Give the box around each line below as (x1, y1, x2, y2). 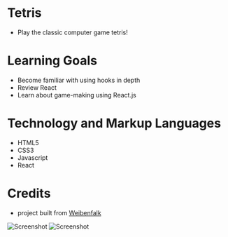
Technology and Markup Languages (7, 116, 222, 131)
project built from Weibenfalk (17, 208, 101, 217)
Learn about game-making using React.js (17, 90, 136, 99)
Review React (17, 83, 57, 92)
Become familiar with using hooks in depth (17, 76, 141, 84)
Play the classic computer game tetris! (17, 28, 128, 36)
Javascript (17, 153, 48, 162)
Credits (7, 186, 51, 201)
